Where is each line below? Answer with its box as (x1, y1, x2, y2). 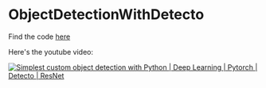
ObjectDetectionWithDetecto (8, 6, 205, 24)
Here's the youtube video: (8, 47, 94, 56)
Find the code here (8, 32, 71, 41)
